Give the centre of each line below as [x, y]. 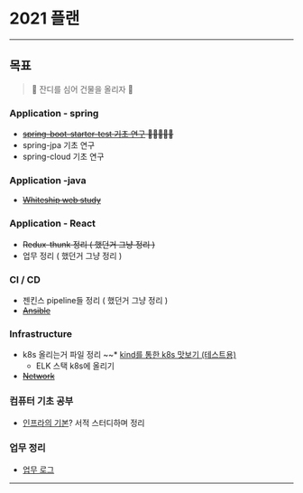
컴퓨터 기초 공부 [41, 401]
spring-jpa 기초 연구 [59, 145]
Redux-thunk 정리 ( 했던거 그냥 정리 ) [89, 244]
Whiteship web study [62, 200]
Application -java [48, 180]
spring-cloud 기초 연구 [63, 157]
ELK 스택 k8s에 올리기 [75, 366]
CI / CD [25, 279]
